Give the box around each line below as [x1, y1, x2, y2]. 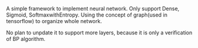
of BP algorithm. [6, 36, 46, 42]
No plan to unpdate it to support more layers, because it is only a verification [6, 29, 193, 36]
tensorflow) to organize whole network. [6, 18, 102, 24]
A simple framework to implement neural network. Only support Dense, [6, 5, 180, 12]
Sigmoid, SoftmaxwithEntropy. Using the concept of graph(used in [6, 11, 167, 18]
